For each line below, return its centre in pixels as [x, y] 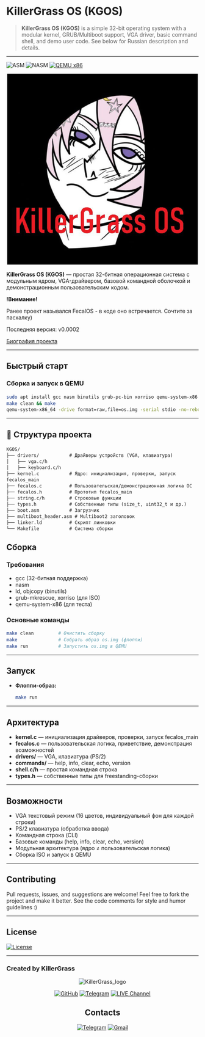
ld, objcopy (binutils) [41, 591]
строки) [25, 822]
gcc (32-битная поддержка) [52, 578]
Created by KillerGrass [41, 968]
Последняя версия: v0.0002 [43, 329]
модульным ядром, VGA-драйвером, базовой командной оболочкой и [98, 281]
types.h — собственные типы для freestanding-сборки [87, 776]
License [22, 932]
